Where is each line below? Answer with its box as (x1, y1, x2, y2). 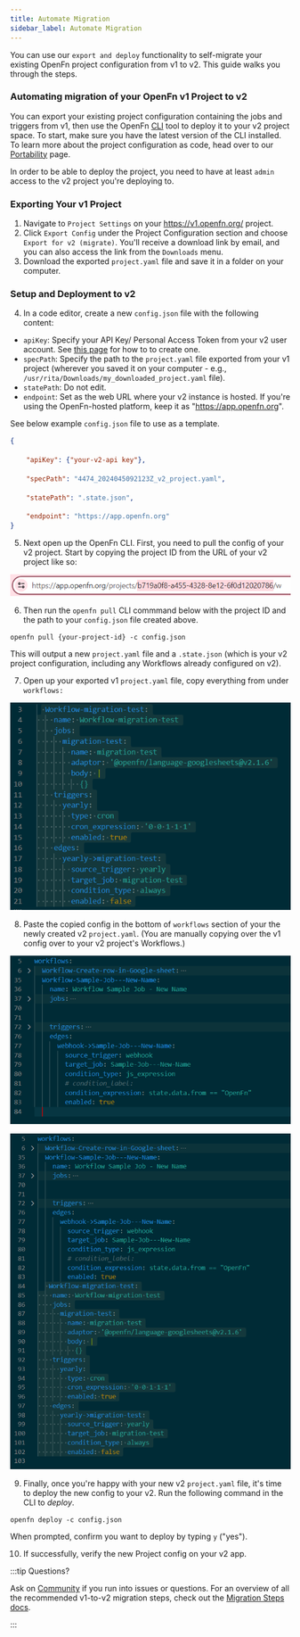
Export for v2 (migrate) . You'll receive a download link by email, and (22, 237, 280, 248)
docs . (10, 1602, 31, 1613)
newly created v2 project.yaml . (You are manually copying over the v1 (22, 928, 281, 938)
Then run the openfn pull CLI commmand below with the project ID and (22, 605, 287, 616)
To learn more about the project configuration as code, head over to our (10, 139, 274, 150)
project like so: (22, 557, 77, 567)
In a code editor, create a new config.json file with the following (22, 308, 259, 318)
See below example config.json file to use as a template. (10, 418, 221, 429)
